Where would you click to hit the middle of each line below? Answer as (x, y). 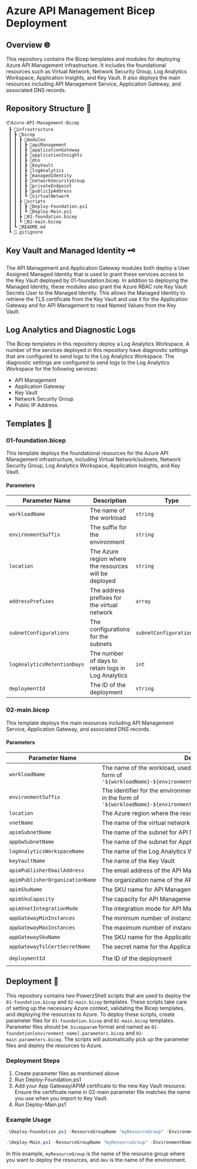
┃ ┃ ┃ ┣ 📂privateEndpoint (40, 186)
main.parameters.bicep (34, 1039)
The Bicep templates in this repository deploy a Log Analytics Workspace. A (98, 344)
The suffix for (108, 527)
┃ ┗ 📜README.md (27, 227)
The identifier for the (130, 790)
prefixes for (106, 598)
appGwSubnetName (32, 842)
